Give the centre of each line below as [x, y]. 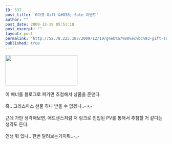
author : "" [17, 19]
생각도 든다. [17, 124]
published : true [23, 43]
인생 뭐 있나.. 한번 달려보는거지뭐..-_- [42, 136]
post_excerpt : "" [24, 29]
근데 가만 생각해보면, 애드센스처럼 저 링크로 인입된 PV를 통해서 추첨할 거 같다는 [84, 117]
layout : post [19, 34]
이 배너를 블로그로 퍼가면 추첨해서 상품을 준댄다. [53, 94]
